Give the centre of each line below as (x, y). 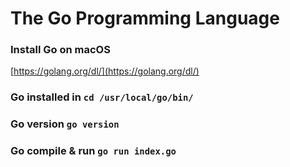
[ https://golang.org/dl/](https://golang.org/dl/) (105, 71)
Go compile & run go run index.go (93, 151)
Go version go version (65, 124)
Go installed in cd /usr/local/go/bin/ (102, 97)
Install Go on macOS (60, 50)
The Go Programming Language (145, 18)
